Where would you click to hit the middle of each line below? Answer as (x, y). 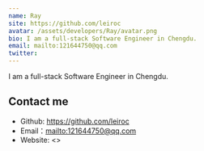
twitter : (23, 53)
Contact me (38, 102)
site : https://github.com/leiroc (65, 23)
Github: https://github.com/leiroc (74, 121)
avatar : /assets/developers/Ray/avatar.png (83, 31)
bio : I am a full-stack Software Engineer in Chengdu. (103, 38)
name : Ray (25, 16)
